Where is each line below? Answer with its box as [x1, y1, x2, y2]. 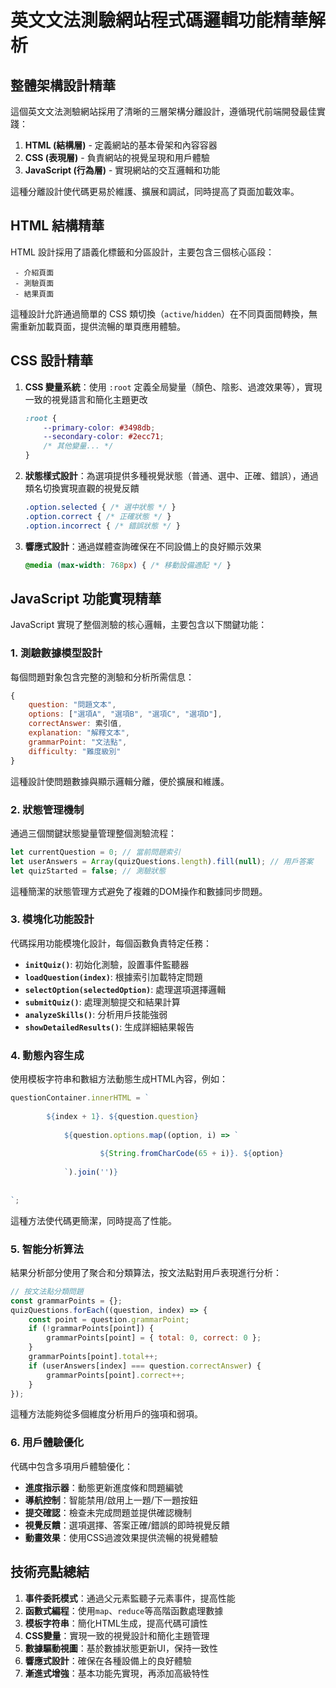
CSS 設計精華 [10, 352, 94, 370]
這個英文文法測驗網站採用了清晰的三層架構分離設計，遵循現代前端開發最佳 [10, 106, 317, 117]
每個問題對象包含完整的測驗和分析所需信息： [10, 671, 195, 683]
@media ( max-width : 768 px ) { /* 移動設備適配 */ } [24, 560, 232, 570]
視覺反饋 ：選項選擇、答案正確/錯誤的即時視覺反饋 [24, 1519, 230, 1531]
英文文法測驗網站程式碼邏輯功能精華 [10, 9, 309, 32]
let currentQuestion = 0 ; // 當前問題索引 [10, 847, 181, 857]
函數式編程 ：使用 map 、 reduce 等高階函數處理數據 [24, 1604, 224, 1616]
